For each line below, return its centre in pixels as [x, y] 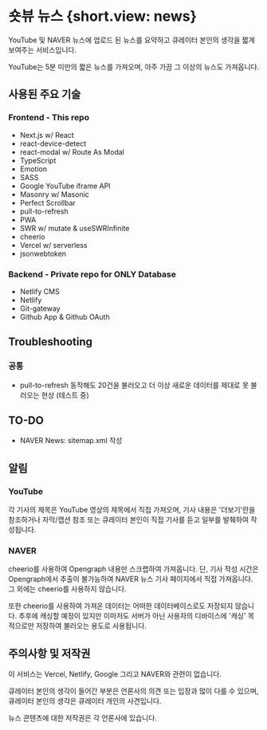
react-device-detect [53, 143]
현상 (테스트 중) [65, 394]
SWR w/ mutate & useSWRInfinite [75, 228]
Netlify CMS [39, 291]
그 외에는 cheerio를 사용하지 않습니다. [68, 589]
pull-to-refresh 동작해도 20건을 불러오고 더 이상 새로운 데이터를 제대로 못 [134, 385]
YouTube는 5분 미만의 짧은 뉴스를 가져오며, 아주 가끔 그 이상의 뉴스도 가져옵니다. [134, 67]
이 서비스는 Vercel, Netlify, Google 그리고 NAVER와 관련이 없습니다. [115, 674]
